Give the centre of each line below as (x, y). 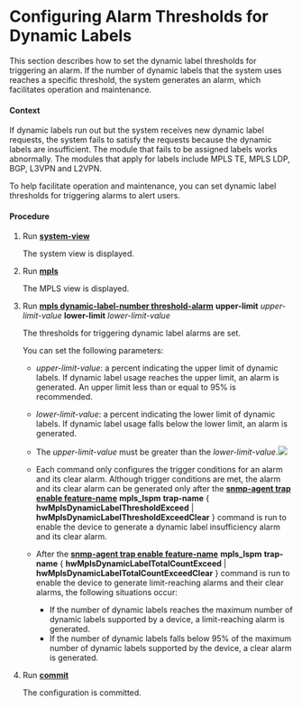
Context (25, 110)
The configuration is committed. (82, 693)
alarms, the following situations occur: (106, 592)
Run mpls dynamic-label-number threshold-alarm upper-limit (140, 306)
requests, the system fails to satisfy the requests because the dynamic (141, 140)
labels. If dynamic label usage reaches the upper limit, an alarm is (157, 378)
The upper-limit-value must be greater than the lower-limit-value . (157, 452)
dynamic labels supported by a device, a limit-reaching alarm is (167, 620)
